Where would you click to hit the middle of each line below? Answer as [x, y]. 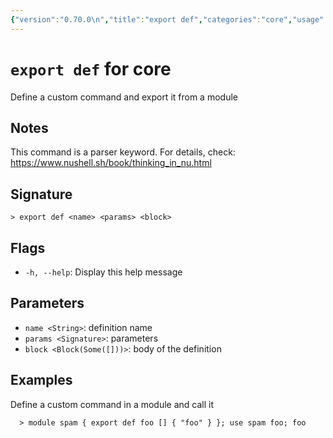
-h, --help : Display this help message [103, 272]
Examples [41, 380]
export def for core [91, 68]
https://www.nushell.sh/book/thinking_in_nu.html [111, 163]
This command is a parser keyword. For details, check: [123, 152]
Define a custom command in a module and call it [112, 404]
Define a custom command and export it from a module [124, 97]
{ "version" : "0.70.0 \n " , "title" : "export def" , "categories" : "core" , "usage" [167, 19]
